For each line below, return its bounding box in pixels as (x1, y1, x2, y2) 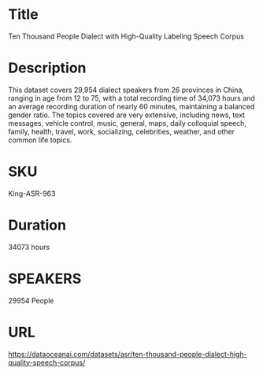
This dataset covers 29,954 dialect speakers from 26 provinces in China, (8, 85, 244, 94)
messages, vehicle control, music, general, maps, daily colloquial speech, (8, 118, 246, 127)
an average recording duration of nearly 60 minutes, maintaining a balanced (8, 101, 255, 111)
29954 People (8, 296, 54, 305)
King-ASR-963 (8, 189, 56, 198)
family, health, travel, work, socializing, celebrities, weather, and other (8, 127, 235, 136)
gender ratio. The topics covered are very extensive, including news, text (8, 110, 246, 119)
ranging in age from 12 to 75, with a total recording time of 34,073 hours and (8, 93, 256, 103)
